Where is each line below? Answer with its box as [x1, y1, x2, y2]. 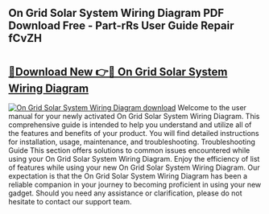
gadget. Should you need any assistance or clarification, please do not [8, 188, 243, 198]
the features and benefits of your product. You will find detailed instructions [8, 129, 259, 138]
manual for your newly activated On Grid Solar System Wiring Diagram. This [8, 112, 260, 121]
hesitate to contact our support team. [8, 197, 132, 206]
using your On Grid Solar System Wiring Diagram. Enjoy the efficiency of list [8, 154, 260, 163]
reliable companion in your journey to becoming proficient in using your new [8, 180, 262, 189]
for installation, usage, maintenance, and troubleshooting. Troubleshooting [8, 137, 256, 146]
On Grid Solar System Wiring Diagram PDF [8, 6, 224, 20]
